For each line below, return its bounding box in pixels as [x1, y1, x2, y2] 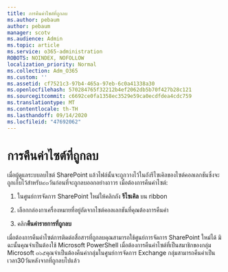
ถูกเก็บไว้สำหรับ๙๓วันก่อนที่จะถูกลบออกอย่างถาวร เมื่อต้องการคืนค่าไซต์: [7, 179, 168, 187]
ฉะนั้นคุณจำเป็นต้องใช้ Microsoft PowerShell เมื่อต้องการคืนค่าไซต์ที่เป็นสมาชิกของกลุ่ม [7, 241, 212, 249]
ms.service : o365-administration [7, 49, 103, 55]
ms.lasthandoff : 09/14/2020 [7, 112, 88, 119]
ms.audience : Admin [7, 36, 63, 42]
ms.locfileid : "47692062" [7, 118, 81, 125]
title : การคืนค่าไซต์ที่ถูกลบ [7, 10, 68, 17]
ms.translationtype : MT [7, 99, 76, 106]
